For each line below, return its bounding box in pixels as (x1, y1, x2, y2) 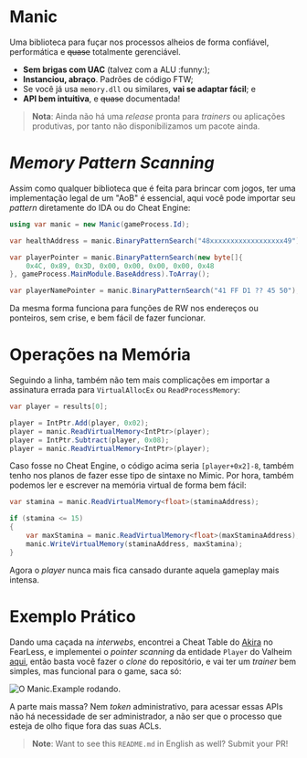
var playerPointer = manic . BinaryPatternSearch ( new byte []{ (9, 253, 244, 262)
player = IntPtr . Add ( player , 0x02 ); (9, 418, 149, 427)
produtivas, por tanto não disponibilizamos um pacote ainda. (31, 121, 260, 132)
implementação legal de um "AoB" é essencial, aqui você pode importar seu (9, 192, 296, 203)
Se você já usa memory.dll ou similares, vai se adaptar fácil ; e (22, 83, 256, 94)
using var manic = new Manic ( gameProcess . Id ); (9, 219, 190, 229)
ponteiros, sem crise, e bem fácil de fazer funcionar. (9, 312, 206, 323)
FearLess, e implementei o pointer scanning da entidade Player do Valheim (9, 646, 292, 657)
